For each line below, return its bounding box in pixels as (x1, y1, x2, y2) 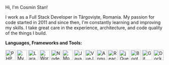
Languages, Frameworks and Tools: (5, 40, 82, 46)
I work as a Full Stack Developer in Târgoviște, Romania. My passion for (5, 14, 155, 20)
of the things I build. (5, 30, 47, 36)
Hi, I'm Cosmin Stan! (5, 5, 48, 10)
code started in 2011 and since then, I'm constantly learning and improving (5, 20, 161, 25)
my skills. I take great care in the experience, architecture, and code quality (5, 25, 162, 31)
